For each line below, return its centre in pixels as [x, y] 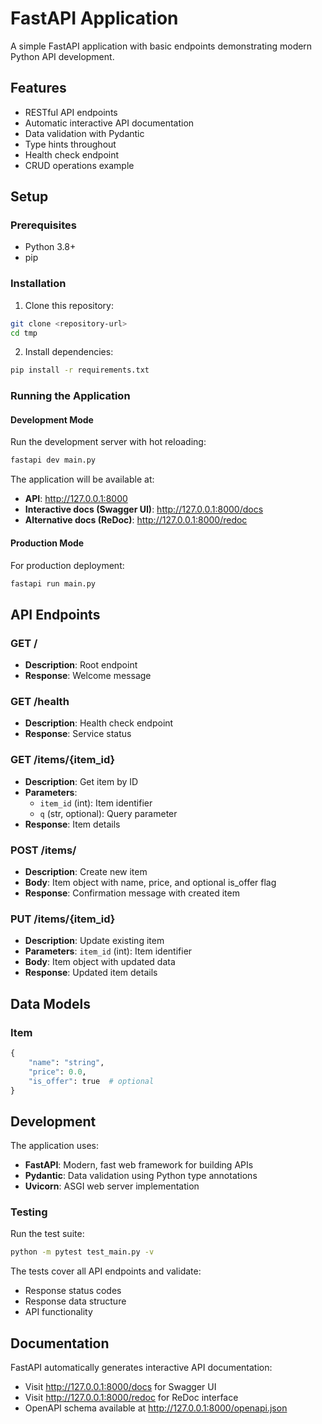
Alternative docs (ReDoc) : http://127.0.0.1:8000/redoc [136, 520]
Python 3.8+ [50, 247]
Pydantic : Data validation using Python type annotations [141, 1176]
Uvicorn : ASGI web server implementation [112, 1186]
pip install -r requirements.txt [80, 370]
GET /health [40, 702]
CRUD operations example [79, 165]
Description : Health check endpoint [99, 723]
